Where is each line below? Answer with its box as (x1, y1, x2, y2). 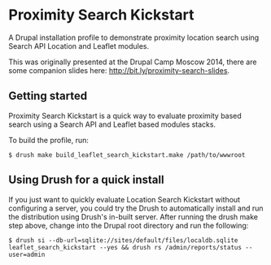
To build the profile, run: (8, 135, 90, 145)
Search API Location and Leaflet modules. (8, 41, 150, 50)
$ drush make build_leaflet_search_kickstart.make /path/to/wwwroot (8, 150, 246, 159)
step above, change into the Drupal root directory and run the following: (8, 220, 249, 230)
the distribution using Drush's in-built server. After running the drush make (8, 211, 259, 221)
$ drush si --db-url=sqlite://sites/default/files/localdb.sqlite (8, 236, 238, 245)
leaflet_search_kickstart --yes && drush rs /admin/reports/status (8, 243, 243, 251)
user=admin (8, 250, 46, 258)
